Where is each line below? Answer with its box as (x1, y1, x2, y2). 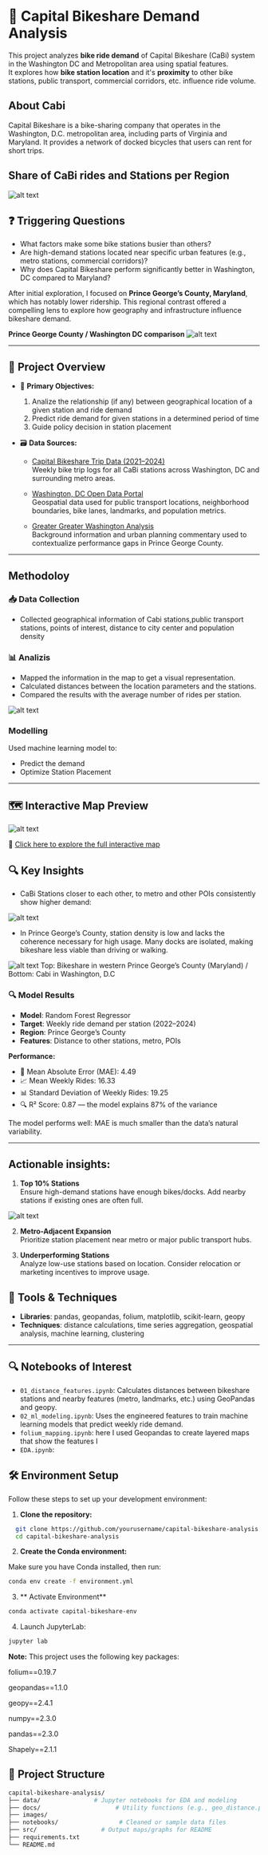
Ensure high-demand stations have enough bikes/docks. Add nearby (19, 1187, 246, 1197)
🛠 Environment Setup (8, 1469, 120, 1482)
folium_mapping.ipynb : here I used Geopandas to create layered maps (19, 1427, 250, 1437)
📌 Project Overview (8, 360, 106, 373)
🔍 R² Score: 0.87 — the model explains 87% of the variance (19, 1100, 218, 1110)
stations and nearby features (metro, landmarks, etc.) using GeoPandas (19, 1394, 255, 1403)
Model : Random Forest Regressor (19, 1011, 132, 1020)
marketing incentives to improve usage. (19, 1268, 150, 1277)
